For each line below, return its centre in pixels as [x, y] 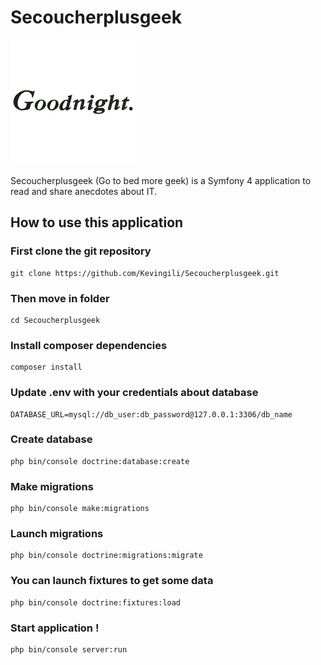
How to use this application [97, 222]
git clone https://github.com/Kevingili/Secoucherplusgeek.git [145, 273]
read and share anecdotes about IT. [84, 191]
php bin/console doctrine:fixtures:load [96, 602]
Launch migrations [57, 534]
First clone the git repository [81, 251]
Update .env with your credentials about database [134, 393]
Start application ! [55, 628]
